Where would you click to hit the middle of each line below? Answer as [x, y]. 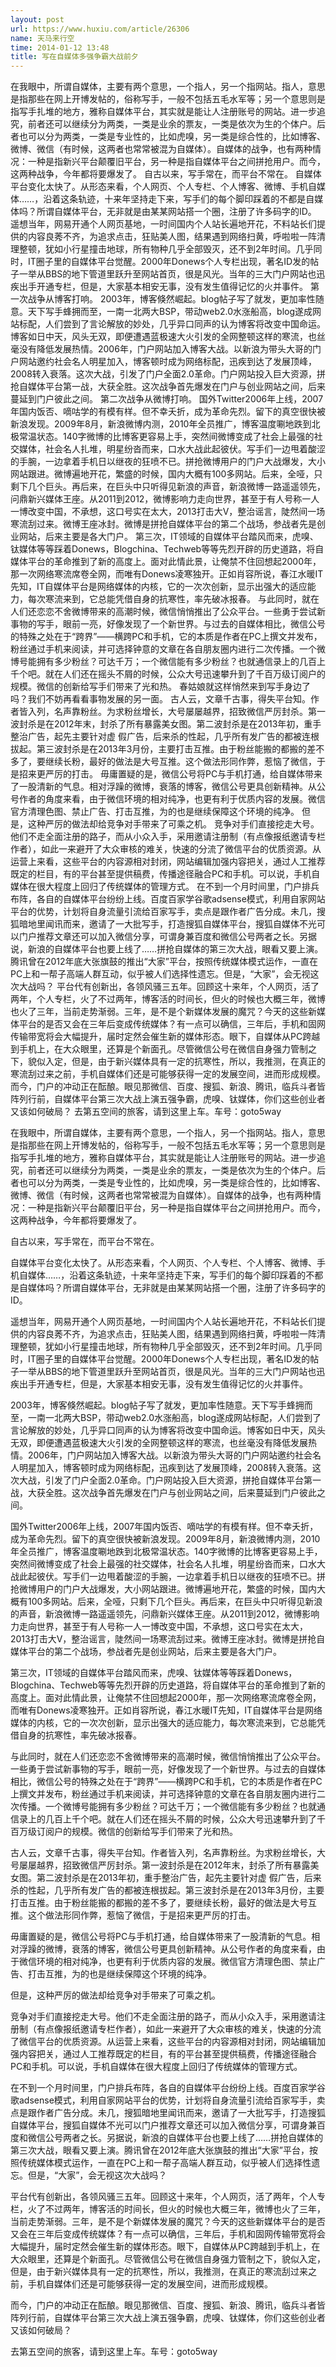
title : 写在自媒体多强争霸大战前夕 [74, 57]
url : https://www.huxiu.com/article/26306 [100, 29]
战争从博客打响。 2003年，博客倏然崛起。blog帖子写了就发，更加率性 [171, 299]
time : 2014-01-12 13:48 [60, 47]
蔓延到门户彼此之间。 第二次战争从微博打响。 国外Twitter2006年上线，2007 [167, 399]
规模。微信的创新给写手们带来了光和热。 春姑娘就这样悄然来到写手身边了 [160, 687]
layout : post [37, 19]
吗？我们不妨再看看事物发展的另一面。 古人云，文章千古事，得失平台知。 [160, 699]
